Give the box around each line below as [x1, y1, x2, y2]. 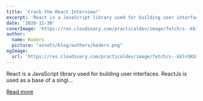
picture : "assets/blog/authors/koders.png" [11, 43, 123, 49]
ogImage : [6, 48, 28, 54]
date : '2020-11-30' [6, 20, 56, 26]
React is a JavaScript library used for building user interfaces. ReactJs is [6, 70, 187, 77]
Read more [6, 88, 34, 95]
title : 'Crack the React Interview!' [6, 8, 101, 15]
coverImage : [6, 25, 36, 32]
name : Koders [11, 37, 45, 43]
